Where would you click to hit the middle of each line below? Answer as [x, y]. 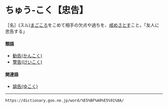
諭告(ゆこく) [25, 86]
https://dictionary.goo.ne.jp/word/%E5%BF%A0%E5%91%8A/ [64, 100]
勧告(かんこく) [27, 56]
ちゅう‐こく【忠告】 [47, 10]
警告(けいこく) [27, 62]
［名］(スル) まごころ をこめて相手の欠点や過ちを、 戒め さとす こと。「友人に [82, 25]
